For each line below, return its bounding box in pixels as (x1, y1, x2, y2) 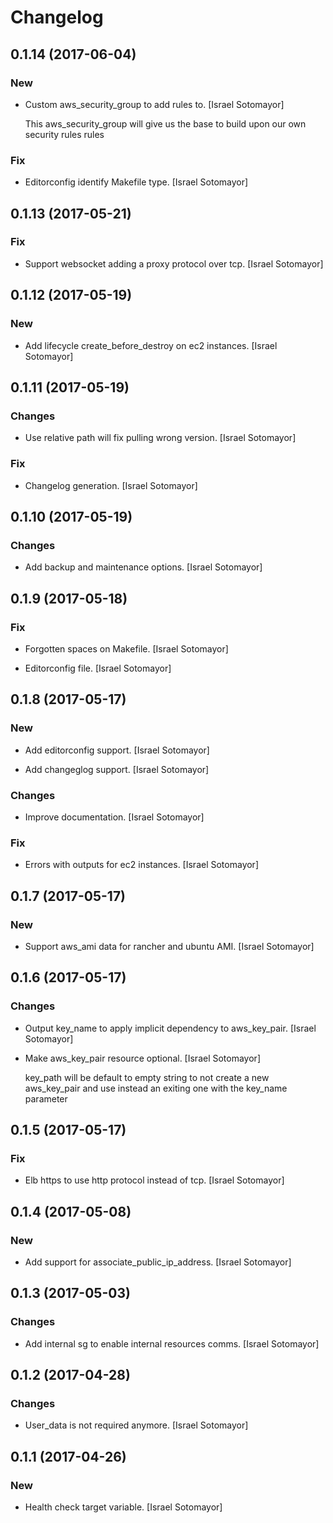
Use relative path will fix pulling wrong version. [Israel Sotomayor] (24, 432, 297, 444)
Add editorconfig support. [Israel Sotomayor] (24, 744, 210, 756)
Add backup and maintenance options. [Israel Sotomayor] (24, 561, 263, 573)
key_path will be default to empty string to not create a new (24, 1071, 270, 1083)
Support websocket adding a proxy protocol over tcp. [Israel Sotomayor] (24, 257, 324, 270)
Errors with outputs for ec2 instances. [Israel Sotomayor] (24, 859, 259, 871)
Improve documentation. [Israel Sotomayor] (24, 811, 205, 823)
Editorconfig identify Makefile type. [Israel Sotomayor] (24, 176, 249, 188)
